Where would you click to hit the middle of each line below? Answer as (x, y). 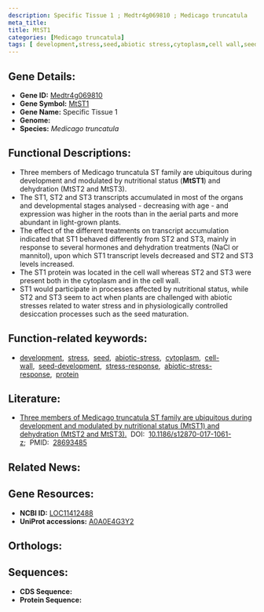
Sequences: (38, 572)
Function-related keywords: (78, 339)
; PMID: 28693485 (55, 443)
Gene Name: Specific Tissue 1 (68, 111)
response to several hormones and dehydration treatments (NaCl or (129, 247)
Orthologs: (35, 546)
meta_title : (27, 23)
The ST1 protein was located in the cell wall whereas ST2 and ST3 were (135, 272)
